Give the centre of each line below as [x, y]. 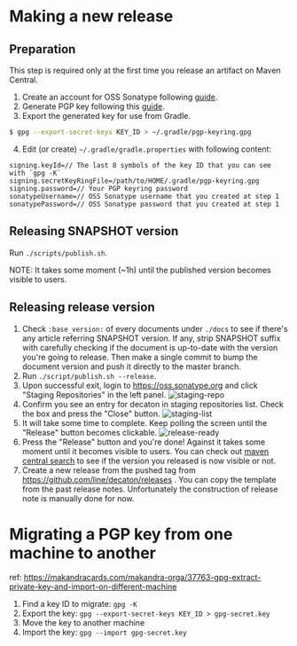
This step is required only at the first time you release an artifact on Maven [145, 70]
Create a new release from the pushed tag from [109, 470]
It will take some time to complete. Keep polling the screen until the [145, 422]
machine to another [83, 553]
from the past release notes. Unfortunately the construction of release [150, 489]
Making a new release [91, 16]
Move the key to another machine [83, 623]
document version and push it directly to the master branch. [132, 366]
